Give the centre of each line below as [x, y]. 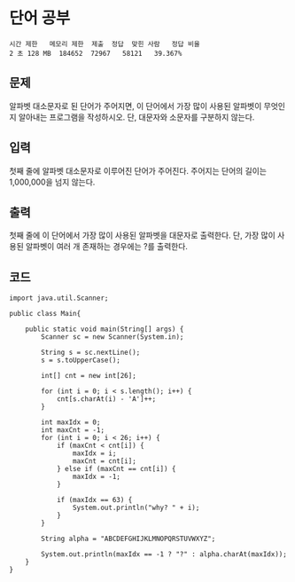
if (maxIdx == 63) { [94, 500]
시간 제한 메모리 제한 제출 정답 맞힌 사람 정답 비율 [105, 44]
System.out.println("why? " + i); [136, 508]
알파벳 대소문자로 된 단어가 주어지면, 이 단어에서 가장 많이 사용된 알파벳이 [136, 106]
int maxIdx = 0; [71, 422]
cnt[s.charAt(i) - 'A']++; [106, 399]
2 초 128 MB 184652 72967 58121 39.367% [96, 53]
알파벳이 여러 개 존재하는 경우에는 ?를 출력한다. [107, 247]
